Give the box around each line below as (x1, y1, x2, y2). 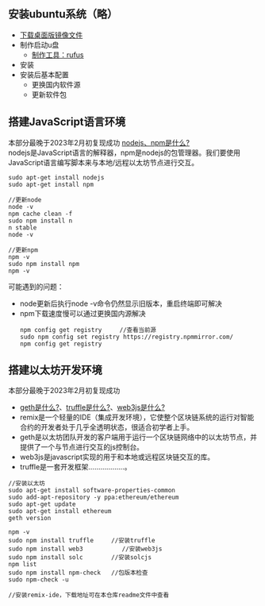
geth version (8, 515, 52, 523)
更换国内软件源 (31, 79, 81, 89)
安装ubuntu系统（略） (8, 7, 118, 21)
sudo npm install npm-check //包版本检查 (8, 569, 148, 577)
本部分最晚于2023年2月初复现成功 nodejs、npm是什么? (8, 137, 190, 147)
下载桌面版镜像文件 (19, 30, 83, 40)
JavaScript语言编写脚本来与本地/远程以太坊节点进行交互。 (8, 157, 199, 167)
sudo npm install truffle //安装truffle (8, 537, 156, 545)
